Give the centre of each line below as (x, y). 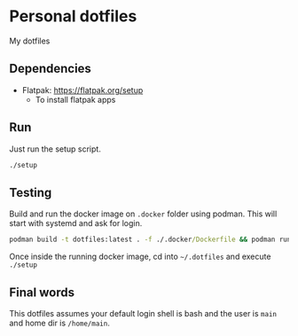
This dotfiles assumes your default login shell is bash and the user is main (143, 313)
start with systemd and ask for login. (76, 223)
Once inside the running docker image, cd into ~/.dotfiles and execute (140, 257)
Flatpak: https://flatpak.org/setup (82, 90)
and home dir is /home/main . (60, 323)
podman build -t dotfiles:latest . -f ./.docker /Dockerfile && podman (142, 240)
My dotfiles (30, 41)
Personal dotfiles (73, 16)
